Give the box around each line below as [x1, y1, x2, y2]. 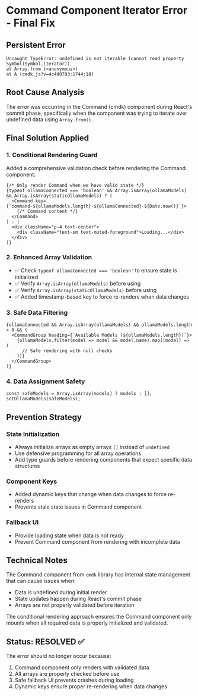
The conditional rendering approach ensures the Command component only [6, 613, 192, 620]
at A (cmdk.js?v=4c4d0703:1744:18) [6, 71, 94, 77]
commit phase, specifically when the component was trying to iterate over [6, 109, 188, 117]
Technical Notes [6, 556, 68, 566]
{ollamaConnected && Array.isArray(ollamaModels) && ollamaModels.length [6, 322, 193, 328]
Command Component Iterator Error [6, 4, 188, 17]
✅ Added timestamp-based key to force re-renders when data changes [14, 293, 190, 300]
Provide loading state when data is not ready [14, 532, 124, 539]
